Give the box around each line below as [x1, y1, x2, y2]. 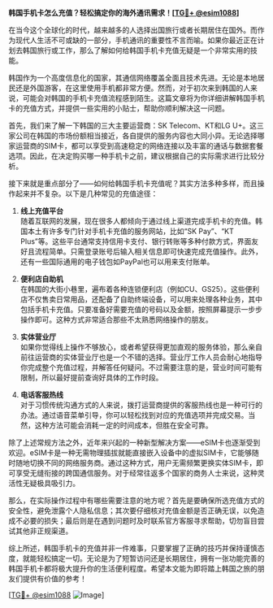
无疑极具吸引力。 [22, 479, 80, 488]
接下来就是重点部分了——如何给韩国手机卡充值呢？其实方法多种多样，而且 [8, 179, 258, 188]
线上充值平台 [19, 206, 63, 215]
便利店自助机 [19, 274, 63, 284]
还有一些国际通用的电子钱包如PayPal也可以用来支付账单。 [19, 257, 214, 267]
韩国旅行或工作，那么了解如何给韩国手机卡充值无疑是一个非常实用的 [22, 46, 250, 55]
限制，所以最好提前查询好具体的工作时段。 [19, 373, 163, 382]
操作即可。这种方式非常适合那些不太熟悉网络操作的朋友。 [19, 315, 213, 324]
